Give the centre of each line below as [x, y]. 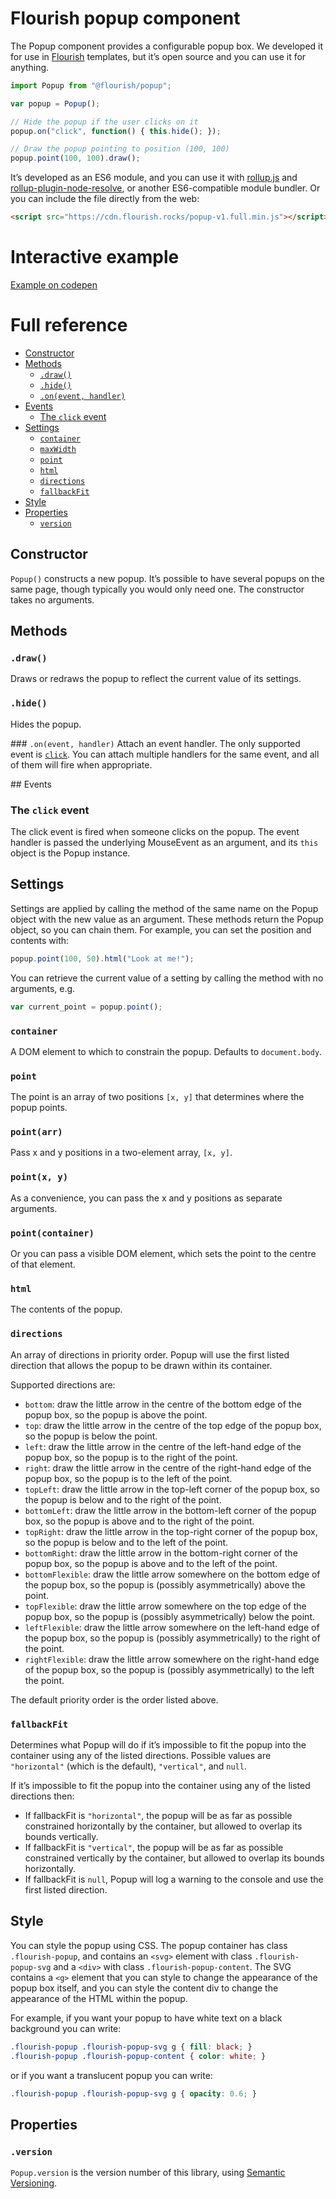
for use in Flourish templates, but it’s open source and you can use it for [158, 56]
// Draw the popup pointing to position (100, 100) [120, 149]
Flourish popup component [125, 18]
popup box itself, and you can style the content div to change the [144, 1988]
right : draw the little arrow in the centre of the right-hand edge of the [168, 1468]
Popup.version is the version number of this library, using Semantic [148, 2173]
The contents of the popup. [66, 1309]
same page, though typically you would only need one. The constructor [157, 589]
